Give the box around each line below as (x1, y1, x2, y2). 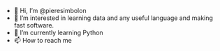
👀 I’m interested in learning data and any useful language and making (13, 14, 213, 22)
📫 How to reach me (13, 37, 72, 44)
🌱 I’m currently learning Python (13, 28, 103, 37)
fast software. (13, 21, 54, 29)
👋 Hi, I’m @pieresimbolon (13, 7, 87, 14)
